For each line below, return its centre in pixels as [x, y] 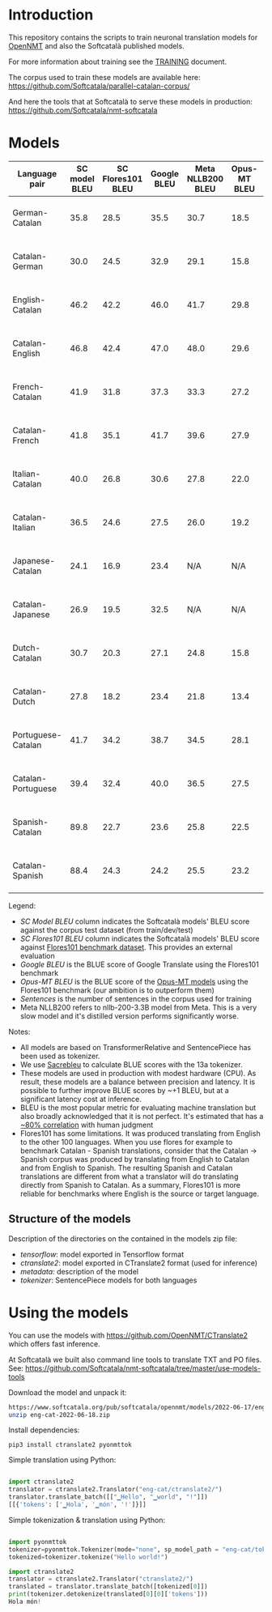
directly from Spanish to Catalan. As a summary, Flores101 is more [130, 1185]
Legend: [22, 905]
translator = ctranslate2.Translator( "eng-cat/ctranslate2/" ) [115, 1490]
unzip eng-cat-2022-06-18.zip [59, 1414]
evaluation [37, 955]
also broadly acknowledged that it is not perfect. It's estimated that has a [142, 1116]
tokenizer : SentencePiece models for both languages [108, 1280]
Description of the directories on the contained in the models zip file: [123, 1238]
